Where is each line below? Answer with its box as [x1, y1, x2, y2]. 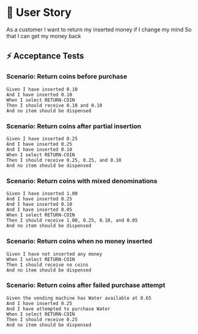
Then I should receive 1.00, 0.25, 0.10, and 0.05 [6, 218, 138, 224]
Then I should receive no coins [6, 262, 89, 268]
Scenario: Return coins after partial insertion [6, 122, 142, 131]
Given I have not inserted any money [6, 251, 103, 257]
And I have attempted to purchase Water [6, 306, 111, 312]
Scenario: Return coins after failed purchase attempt [6, 281, 166, 290]
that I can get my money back [6, 32, 81, 39]
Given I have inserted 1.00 [6, 191, 78, 197]
